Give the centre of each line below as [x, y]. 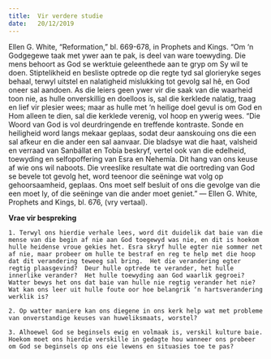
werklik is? [28, 296]
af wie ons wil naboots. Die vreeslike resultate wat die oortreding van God [132, 167]
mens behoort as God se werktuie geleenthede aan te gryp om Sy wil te [129, 64]
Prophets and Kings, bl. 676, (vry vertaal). [78, 202]
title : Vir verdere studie [56, 16]
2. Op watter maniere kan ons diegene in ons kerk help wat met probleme [136, 311]
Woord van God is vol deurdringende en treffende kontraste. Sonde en [126, 124]
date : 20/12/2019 [41, 24]
